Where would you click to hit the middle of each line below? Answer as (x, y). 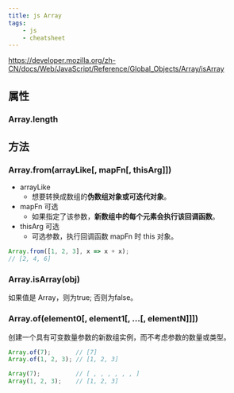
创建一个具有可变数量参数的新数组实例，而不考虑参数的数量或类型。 (119, 337)
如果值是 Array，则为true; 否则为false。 (73, 298)
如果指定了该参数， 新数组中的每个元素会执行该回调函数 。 (125, 216)
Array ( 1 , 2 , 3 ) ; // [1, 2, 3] (63, 381)
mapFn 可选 (39, 207)
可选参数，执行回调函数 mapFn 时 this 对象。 (105, 236)
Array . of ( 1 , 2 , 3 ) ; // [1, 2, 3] (63, 360)
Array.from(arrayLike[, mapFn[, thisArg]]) (90, 169)
